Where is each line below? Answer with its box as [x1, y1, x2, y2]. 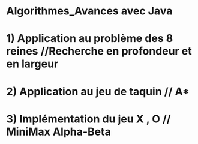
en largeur [6, 57, 59, 71]
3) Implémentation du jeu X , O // [6, 112, 171, 125]
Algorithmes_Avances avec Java [6, 4, 173, 18]
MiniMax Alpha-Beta [6, 125, 111, 139]
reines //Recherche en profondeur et [6, 44, 192, 58]
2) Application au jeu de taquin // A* [6, 85, 190, 98]
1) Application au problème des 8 [6, 32, 173, 46]
